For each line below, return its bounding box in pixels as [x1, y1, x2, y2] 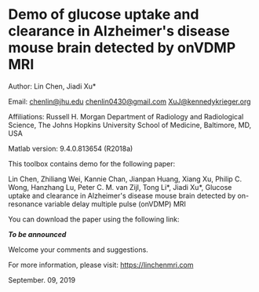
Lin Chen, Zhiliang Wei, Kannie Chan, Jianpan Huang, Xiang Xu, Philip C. [8, 174, 243, 184]
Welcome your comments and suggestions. [8, 245, 149, 254]
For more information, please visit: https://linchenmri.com [8, 260, 194, 269]
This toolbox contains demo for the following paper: [8, 159, 176, 168]
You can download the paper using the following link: [8, 214, 180, 224]
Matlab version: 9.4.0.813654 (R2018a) [8, 144, 133, 153]
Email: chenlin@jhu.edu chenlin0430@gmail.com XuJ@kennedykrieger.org [8, 97, 251, 106]
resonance [8, 199, 43, 209]
